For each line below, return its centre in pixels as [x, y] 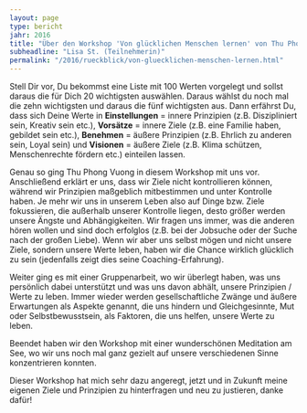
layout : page [34, 18]
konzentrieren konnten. [53, 363]
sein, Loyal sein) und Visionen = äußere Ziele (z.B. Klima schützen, [136, 144]
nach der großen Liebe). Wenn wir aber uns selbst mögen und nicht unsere [151, 240]
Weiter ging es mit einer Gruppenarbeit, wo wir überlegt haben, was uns [145, 277]
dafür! [21, 400]
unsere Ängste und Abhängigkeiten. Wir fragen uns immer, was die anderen [152, 221]
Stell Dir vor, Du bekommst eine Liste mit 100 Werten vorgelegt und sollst [146, 86]
